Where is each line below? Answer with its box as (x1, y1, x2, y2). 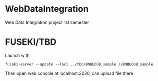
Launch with (5, 52, 30, 58)
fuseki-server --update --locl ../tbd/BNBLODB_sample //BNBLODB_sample (5, 62, 153, 66)
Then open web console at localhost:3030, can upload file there (5, 70, 134, 76)
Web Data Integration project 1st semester (5, 19, 89, 25)
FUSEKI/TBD (5, 36, 57, 48)
